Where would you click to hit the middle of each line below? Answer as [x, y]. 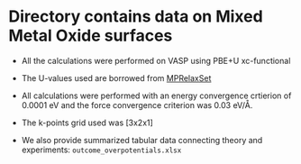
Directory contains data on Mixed [136, 17]
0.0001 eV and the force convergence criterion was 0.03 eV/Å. [137, 105]
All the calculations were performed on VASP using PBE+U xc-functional [156, 60]
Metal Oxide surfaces [91, 36]
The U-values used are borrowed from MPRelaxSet [116, 77]
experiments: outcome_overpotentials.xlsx [101, 150]
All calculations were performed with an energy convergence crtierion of [156, 96]
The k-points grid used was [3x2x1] [87, 123]
